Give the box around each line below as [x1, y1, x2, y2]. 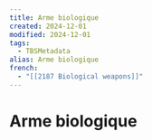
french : [9, 64, 39, 73]
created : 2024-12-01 [9, 22, 88, 31]
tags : [9, 38, 30, 48]
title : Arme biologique [9, 13, 100, 23]
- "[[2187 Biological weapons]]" [17, 72, 144, 81]
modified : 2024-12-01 [9, 30, 91, 39]
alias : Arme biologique [9, 55, 100, 64]
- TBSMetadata [17, 47, 71, 56]
